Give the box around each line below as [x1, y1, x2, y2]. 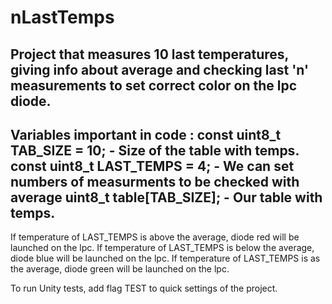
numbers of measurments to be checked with [10, 173, 300, 190]
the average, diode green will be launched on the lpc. [10, 263, 230, 275]
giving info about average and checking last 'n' [10, 61, 310, 78]
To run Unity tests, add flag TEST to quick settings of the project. [10, 282, 278, 295]
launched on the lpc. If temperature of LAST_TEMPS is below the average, [10, 242, 315, 254]
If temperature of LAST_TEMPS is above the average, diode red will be [10, 231, 300, 243]
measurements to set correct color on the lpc [10, 77, 298, 94]
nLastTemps [10, 6, 115, 29]
